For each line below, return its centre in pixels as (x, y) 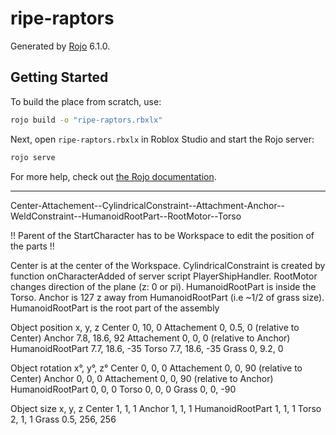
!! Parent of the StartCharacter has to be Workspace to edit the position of (162, 235)
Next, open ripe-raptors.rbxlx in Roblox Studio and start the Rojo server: (162, 139)
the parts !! (32, 246)
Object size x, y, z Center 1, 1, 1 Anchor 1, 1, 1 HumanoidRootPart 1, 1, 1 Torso (166, 408)
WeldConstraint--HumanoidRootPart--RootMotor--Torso (126, 216)
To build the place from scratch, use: (86, 101)
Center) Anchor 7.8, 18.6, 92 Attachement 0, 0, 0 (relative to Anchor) (150, 338)
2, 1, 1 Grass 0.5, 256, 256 (63, 419)
